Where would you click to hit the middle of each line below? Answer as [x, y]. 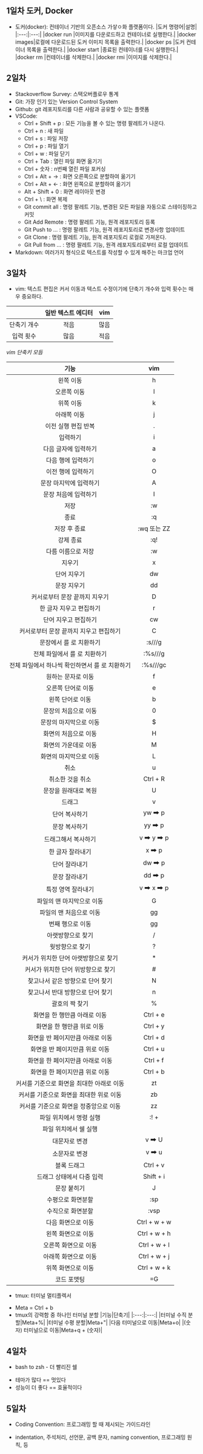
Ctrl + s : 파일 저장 [46, 138]
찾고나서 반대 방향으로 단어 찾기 [70, 992]
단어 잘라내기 [70, 864]
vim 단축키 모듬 [25, 352]
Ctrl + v [154, 1165]
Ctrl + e [154, 1015]
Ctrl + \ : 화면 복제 [46, 199]
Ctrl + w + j [154, 1257]
